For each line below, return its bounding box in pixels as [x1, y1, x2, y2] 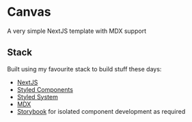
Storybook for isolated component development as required [16, 107, 186, 115]
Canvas [7, 4, 51, 20]
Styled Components [16, 85, 74, 93]
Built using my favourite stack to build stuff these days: [7, 64, 162, 73]
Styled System [16, 93, 58, 101]
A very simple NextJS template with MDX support [7, 27, 147, 35]
